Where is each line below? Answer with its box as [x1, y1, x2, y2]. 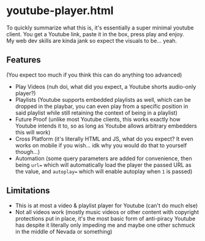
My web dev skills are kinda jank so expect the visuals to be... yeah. [6, 37, 177, 44]
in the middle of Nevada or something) [15, 228, 113, 235]
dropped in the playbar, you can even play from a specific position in [15, 102, 188, 110]
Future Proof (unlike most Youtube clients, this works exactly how [15, 115, 181, 123]
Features [6, 55, 41, 65]
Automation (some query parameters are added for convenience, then [15, 155, 192, 162]
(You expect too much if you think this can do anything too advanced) [6, 71, 182, 78]
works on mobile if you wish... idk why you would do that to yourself [15, 142, 187, 149]
